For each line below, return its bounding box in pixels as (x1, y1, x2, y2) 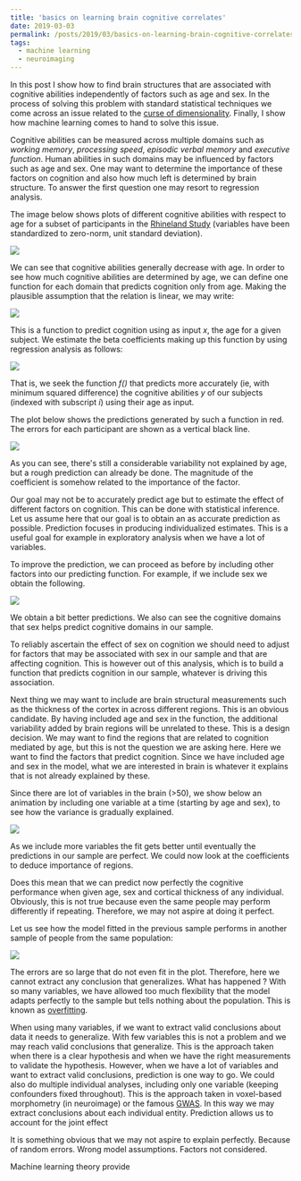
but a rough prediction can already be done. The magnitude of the (10, 467, 254, 478)
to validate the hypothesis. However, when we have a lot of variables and (10, 1060, 280, 1070)
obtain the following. (10, 578, 86, 589)
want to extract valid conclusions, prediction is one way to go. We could (10, 1070, 275, 1080)
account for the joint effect (10, 1117, 108, 1127)
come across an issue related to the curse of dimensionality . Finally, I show (10, 108, 286, 118)
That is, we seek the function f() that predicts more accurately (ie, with (10, 378, 270, 388)
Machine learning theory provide (10, 1161, 130, 1172)
